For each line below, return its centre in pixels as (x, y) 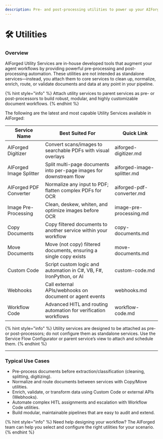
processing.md (132, 214)
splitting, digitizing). (32, 376)
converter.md (130, 193)
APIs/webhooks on (67, 290)
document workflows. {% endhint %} (42, 104)
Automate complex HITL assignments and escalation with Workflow (80, 402)
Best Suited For (78, 133)
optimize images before (72, 210)
